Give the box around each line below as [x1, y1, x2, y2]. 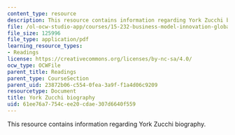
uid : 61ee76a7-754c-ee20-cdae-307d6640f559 [7, 101, 136, 108]
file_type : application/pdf [7, 36, 90, 43]
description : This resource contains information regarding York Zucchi [7, 17, 224, 24]
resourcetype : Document [7, 88, 77, 95]
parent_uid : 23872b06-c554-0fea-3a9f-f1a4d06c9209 [7, 81, 158, 88]
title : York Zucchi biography [7, 95, 96, 102]
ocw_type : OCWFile [7, 62, 61, 69]
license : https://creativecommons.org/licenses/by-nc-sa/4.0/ [7, 56, 192, 63]
